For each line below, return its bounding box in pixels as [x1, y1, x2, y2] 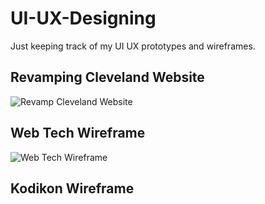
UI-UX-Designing [10, 7, 157, 30]
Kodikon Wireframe [10, 180, 135, 197]
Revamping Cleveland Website [10, 69, 205, 86]
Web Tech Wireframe [10, 125, 146, 142]
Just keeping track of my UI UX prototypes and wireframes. [10, 40, 256, 52]
